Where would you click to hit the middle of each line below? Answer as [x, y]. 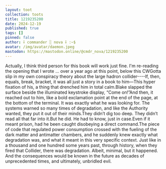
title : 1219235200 [24, 19]
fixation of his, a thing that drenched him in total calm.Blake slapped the [79, 87]
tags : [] [14, 33]
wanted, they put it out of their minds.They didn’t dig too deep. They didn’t [82, 113]
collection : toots [24, 14]
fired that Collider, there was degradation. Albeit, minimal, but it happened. [82, 151]
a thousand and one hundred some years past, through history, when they [81, 145]
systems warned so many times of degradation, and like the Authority [77, 108]
